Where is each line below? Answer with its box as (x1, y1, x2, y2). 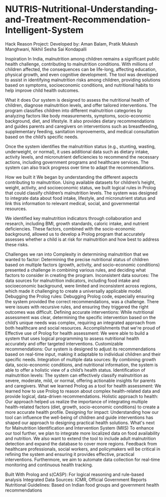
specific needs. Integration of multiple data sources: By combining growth (5, 356, 156, 362)
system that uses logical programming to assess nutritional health (5, 335, 140, 341)
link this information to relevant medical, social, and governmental (5, 200, 140, 206)
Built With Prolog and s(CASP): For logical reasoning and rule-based (5, 471, 145, 477)
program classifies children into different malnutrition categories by (5, 108, 143, 113)
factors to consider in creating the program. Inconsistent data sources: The (5, 272, 159, 278)
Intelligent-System (5, 25, 84, 36)
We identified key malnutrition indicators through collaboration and (5, 215, 141, 221)
